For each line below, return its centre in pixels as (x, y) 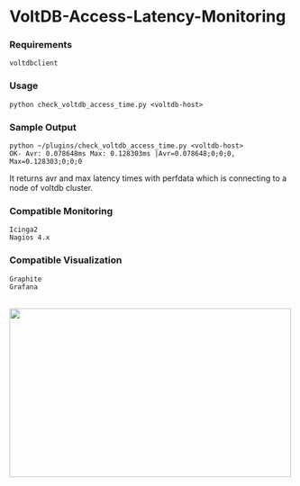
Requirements (41, 45)
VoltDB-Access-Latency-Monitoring (148, 17)
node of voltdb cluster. (51, 188)
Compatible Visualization (66, 260)
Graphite (26, 279)
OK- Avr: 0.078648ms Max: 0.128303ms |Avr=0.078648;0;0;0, (123, 154)
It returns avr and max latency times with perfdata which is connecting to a (148, 178)
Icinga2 (24, 230)
